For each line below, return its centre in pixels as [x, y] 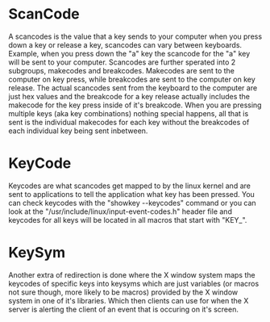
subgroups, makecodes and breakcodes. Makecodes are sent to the [122, 70]
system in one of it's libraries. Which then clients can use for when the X [129, 300]
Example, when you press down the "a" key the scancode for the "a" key [129, 53]
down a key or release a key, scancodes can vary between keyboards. [125, 44]
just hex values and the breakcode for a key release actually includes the [129, 96]
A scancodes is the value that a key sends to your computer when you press [135, 36]
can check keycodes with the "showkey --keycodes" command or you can [132, 203]
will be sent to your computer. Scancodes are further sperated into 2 [122, 62]
